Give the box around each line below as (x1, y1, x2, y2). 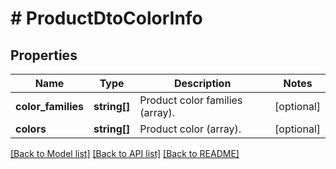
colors (15, 122, 47, 136)
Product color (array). (139, 122, 242, 136)
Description (173, 77, 232, 90)
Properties (10, 47, 78, 64)
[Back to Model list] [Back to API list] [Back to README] (10, 148, 240, 159)
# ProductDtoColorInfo (10, 7, 203, 30)
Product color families (139, 93, 243, 107)
